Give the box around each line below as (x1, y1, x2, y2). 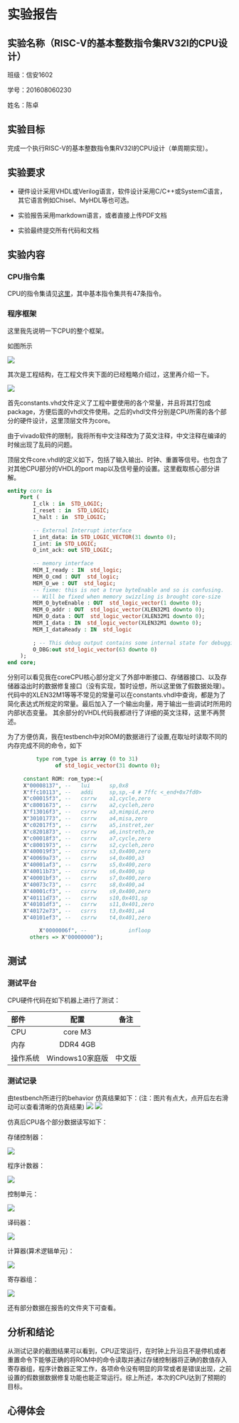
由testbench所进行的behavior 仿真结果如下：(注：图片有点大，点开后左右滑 (7, 1093, 229, 1102)
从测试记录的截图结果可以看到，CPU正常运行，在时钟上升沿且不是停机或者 (7, 1346, 226, 1355)
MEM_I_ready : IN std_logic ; (33, 567, 122, 574)
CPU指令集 (7, 272, 45, 282)
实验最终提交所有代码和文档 (17, 225, 100, 235)
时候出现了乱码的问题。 (7, 440, 76, 449)
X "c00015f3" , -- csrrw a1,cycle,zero (23, 795, 152, 802)
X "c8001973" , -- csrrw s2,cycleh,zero (23, 841, 154, 848)
